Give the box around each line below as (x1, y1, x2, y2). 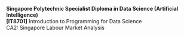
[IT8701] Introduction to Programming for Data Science (6, 18, 142, 24)
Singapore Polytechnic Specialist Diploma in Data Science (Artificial (6, 5, 179, 12)
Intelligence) (6, 11, 38, 18)
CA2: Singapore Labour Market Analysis (6, 24, 105, 31)
